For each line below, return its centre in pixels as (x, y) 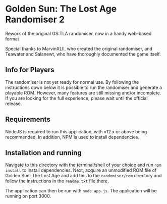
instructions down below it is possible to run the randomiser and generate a (84, 87)
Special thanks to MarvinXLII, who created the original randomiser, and (79, 48)
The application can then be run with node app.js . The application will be (81, 191)
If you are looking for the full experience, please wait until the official (76, 98)
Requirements (28, 119)
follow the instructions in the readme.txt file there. (57, 181)
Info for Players (30, 70)
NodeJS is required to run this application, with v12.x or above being (76, 131)
